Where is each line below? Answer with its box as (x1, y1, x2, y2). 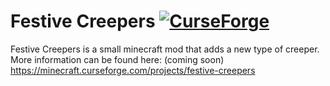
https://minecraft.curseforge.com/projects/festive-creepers (10, 64, 256, 76)
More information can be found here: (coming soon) (10, 53, 225, 65)
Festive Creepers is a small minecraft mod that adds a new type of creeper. (10, 43, 320, 55)
